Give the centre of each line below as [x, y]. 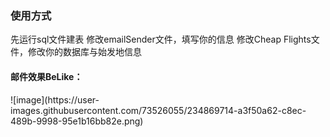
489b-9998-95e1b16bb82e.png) [77, 121]
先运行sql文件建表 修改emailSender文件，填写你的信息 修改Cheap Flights [161, 39]
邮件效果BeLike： [46, 76]
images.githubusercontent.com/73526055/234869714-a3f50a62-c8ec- [158, 110]
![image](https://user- [55, 99]
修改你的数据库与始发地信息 [84, 52]
